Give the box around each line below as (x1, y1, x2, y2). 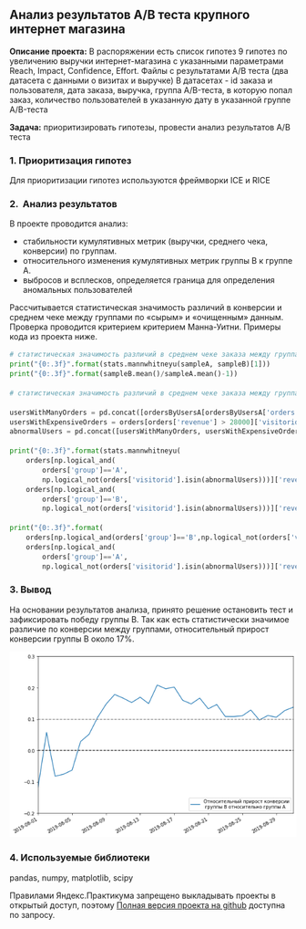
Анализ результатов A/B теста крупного (9, 7, 250, 23)
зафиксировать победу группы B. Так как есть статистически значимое (9, 613, 290, 624)
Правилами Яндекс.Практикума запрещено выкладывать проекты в (9, 890, 276, 901)
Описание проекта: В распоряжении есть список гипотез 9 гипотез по (9, 46, 288, 57)
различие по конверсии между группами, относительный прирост (9, 623, 270, 634)
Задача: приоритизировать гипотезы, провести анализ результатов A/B (9, 121, 291, 132)
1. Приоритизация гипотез (9, 154, 132, 167)
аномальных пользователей (22, 285, 133, 296)
